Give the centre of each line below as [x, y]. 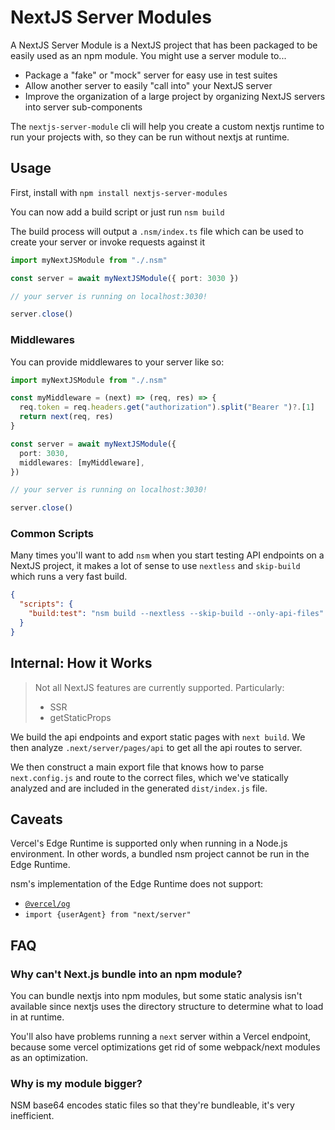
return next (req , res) [66, 417]
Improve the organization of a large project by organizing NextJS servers [175, 96]
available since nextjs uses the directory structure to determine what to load [167, 1007]
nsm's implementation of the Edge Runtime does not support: [136, 884]
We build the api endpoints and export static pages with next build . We [158, 737]
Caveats [36, 819]
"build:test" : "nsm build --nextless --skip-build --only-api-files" [176, 614]
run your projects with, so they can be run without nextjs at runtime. [150, 137]
